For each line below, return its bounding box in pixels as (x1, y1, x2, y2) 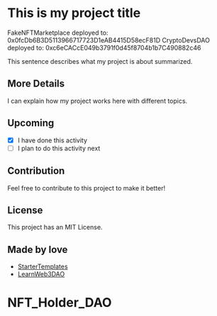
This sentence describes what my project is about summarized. (7, 57, 193, 65)
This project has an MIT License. (7, 223, 103, 232)
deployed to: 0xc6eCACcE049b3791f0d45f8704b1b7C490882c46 (7, 43, 201, 52)
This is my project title (7, 5, 141, 21)
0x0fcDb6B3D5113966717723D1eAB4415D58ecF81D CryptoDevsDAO (7, 35, 211, 44)
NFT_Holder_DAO (7, 295, 112, 311)
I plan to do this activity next (17, 144, 101, 152)
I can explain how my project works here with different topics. (7, 96, 188, 105)
